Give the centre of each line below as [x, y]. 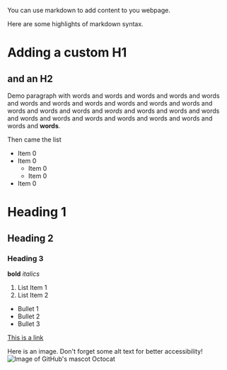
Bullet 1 [28, 308]
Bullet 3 [29, 324]
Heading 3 [25, 258]
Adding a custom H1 [67, 53]
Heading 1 [37, 212]
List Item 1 [32, 287]
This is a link [25, 337]
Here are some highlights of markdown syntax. [75, 24]
